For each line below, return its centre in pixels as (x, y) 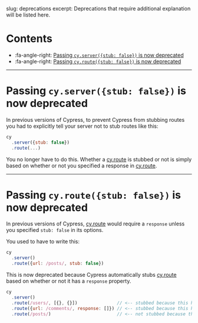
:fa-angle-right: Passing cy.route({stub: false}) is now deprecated (98, 61)
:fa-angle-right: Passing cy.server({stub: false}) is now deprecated (99, 55)
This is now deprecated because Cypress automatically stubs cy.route (91, 275)
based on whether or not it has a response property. (69, 281)
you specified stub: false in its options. (55, 230)
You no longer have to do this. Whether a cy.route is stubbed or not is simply (99, 159)
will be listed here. (28, 15)
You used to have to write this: (43, 241)
